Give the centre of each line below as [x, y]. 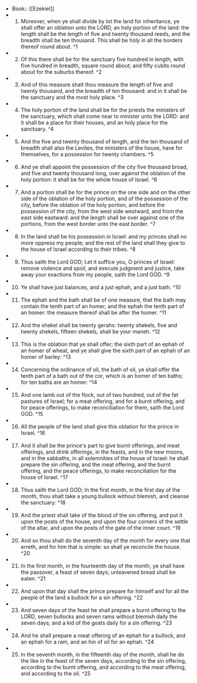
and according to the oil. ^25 [56, 673]
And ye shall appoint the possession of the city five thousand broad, [104, 167]
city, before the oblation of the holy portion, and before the [93, 205]
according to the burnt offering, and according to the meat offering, [103, 667]
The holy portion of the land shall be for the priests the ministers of [103, 110]
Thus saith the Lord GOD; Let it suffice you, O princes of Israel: [98, 262]
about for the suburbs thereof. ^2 [61, 72]
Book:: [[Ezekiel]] [33, 9]
